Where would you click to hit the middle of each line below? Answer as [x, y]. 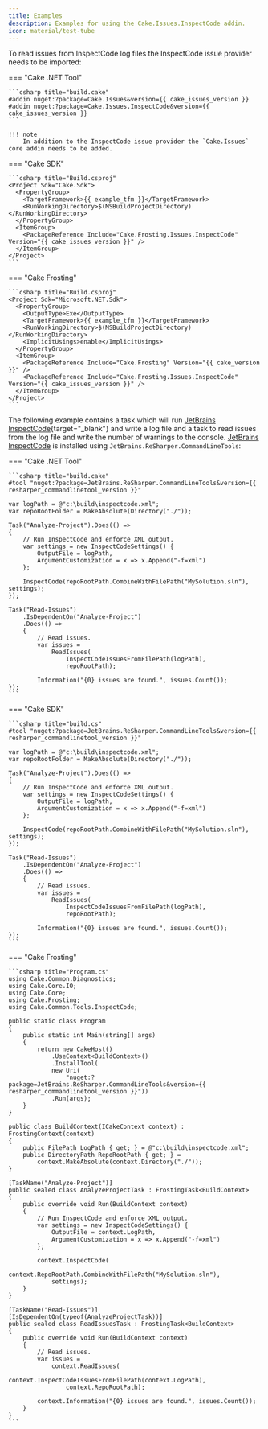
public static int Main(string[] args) [89, 1036]
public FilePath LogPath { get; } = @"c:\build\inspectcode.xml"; [136, 1148]
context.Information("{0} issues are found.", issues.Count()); [147, 1402]
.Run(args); [71, 1099]
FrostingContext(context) [51, 1134]
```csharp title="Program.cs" [59, 972]
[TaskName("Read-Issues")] [53, 1310]
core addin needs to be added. [61, 149]
